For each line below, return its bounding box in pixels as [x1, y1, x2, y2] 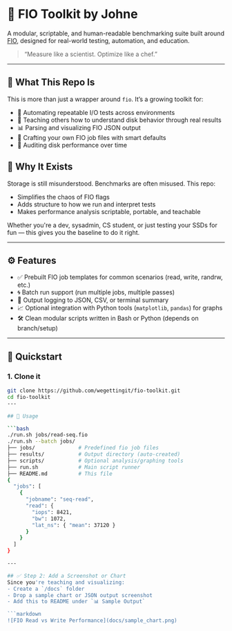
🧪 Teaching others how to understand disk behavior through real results [17, 116, 222, 124]
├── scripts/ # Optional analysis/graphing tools [7, 457, 184, 464]
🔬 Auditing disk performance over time [17, 141, 128, 149]
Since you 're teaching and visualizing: [7, 578, 126, 586]
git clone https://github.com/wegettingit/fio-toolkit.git [7, 387, 181, 394]
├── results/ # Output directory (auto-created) [7, 451, 181, 458]
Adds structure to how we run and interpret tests [17, 200, 156, 208]
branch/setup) [17, 324, 59, 332]
